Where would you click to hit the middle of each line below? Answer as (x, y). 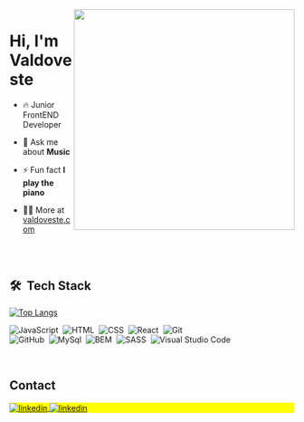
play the (38, 182)
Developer (42, 124)
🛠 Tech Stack (51, 286)
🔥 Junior (38, 104)
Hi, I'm (34, 41)
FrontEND (41, 115)
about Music (46, 151)
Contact (33, 385)
